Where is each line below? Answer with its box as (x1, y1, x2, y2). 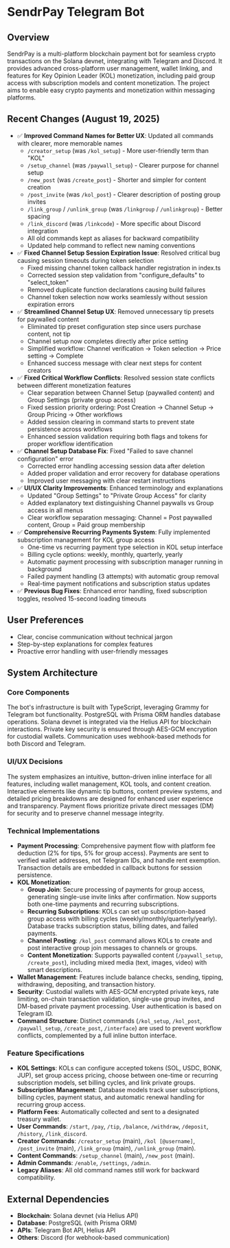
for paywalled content (16, 315, 80, 323)
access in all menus (27, 506, 84, 514)
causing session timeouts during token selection (16, 256, 154, 264)
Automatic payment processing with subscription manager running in (27, 557, 223, 566)
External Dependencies (7, 1193, 110, 1205)
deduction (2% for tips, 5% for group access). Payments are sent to (16, 848, 209, 857)
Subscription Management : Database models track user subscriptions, (16, 1086, 220, 1094)
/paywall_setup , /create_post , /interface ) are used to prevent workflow (16, 1024, 222, 1032)
